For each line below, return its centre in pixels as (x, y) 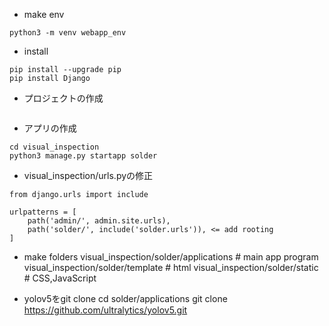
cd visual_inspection (54, 147)
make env (44, 14)
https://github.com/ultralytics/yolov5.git (105, 310)
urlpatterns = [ (43, 212)
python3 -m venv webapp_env (68, 33)
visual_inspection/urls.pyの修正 (88, 175)
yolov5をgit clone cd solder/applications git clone (125, 298)
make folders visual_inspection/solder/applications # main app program (171, 257)
